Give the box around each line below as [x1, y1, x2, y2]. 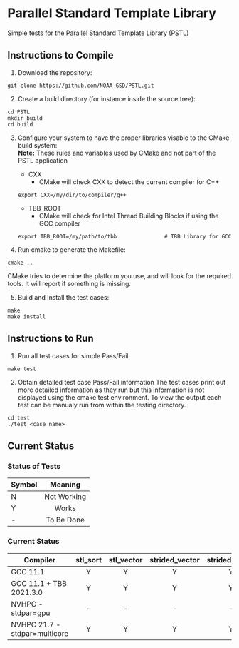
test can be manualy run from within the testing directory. [17, 400, 186, 409]
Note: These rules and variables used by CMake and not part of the [17, 148, 216, 157]
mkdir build [7, 114, 43, 122]
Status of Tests [7, 461, 61, 471]
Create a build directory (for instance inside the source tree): [17, 94, 196, 103]
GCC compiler [38, 219, 80, 228]
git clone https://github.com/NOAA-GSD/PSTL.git [7, 82, 154, 89]
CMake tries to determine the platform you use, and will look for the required [7, 271, 232, 280]
